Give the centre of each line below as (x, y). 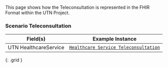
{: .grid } (14, 60)
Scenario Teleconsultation (38, 26)
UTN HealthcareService (36, 48)
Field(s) (36, 39)
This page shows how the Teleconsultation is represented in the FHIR (77, 7)
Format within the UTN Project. (37, 13)
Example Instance (115, 39)
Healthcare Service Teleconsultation (115, 47)
